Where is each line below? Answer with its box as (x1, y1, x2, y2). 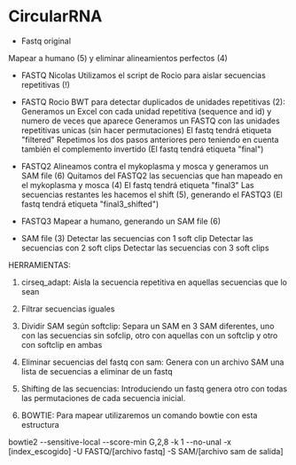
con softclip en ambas (20, 339, 103, 350)
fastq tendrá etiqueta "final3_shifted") (20, 198, 160, 209)
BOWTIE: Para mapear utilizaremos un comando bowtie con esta (20, 410, 258, 421)
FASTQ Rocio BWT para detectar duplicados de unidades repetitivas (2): (20, 96, 285, 107)
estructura (20, 419, 59, 430)
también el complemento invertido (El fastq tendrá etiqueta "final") (20, 144, 264, 154)
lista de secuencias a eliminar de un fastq (20, 366, 174, 376)
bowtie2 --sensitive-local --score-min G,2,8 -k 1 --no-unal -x (8, 437, 232, 447)
